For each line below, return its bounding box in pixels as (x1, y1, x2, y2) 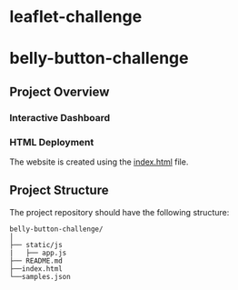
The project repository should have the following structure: (9, 206, 230, 217)
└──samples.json (9, 272, 71, 281)
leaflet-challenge (9, 6, 143, 27)
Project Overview (9, 84, 110, 99)
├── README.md (9, 256, 64, 265)
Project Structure (9, 183, 109, 198)
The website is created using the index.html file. (9, 156, 189, 167)
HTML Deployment (9, 135, 94, 148)
